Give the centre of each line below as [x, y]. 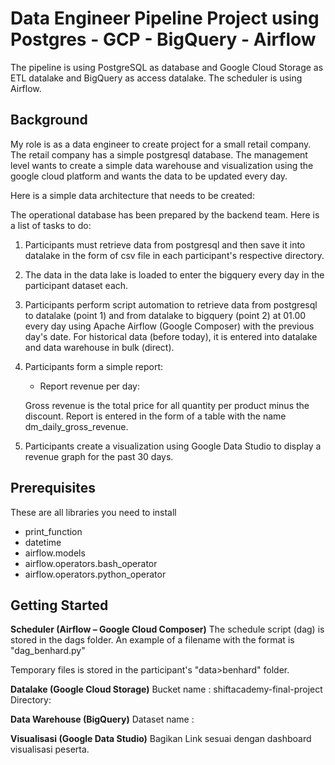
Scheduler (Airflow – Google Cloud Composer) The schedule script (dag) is [167, 629]
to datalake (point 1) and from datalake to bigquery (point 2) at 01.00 [165, 315]
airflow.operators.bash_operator [91, 563]
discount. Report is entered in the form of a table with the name [155, 416]
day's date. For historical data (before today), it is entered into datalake [171, 336]
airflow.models [55, 553]
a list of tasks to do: [51, 225]
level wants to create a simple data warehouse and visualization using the [162, 165]
